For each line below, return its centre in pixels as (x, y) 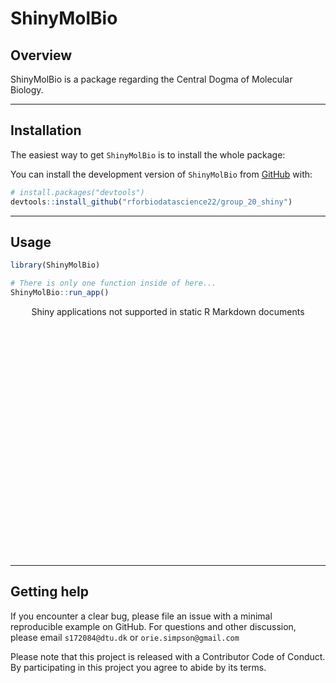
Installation (46, 130)
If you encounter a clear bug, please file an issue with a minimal (141, 616)
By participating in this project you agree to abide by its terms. (138, 667)
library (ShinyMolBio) (55, 265)
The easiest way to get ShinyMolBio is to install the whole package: (148, 154)
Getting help (49, 592)
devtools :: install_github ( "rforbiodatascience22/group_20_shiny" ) (151, 202)
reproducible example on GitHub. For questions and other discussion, (153, 626)
